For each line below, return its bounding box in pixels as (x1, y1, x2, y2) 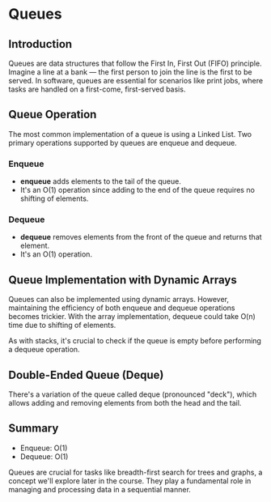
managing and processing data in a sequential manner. (8, 484, 192, 494)
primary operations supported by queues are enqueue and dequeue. (8, 138, 237, 147)
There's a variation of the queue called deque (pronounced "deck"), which (8, 389, 257, 399)
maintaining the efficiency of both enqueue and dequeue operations (8, 303, 235, 313)
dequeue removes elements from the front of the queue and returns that (19, 232, 262, 242)
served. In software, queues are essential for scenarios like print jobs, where (8, 76, 264, 85)
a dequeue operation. (8, 345, 80, 355)
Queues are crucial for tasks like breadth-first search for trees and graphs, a (8, 467, 263, 477)
